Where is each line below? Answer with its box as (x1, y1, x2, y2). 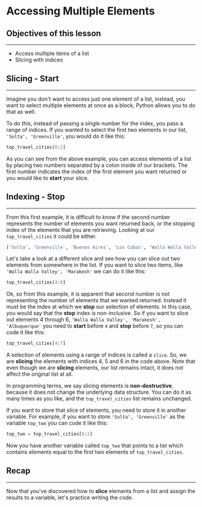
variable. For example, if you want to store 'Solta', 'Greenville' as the (6, 413, 185, 420)
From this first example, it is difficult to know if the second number (6, 213, 170, 220)
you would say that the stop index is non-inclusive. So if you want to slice (6, 309, 189, 317)
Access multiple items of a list (14, 50, 90, 57)
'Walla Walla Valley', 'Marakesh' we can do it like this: (6, 268, 146, 275)
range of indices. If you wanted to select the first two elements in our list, (6, 126, 188, 133)
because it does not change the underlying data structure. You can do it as (6, 388, 192, 396)
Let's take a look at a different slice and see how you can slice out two (6, 255, 180, 263)
